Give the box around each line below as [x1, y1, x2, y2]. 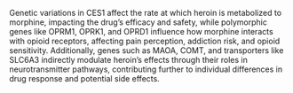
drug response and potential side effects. [9, 74, 160, 83]
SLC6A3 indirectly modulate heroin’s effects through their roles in [9, 55, 249, 65]
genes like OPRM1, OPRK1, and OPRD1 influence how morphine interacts [9, 27, 273, 36]
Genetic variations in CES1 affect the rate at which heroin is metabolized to [9, 8, 282, 18]
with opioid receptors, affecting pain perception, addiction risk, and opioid [9, 35, 281, 46]
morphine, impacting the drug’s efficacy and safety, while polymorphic [9, 17, 268, 27]
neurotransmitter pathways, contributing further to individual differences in [9, 64, 283, 74]
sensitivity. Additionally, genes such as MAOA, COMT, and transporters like [9, 45, 284, 56]
